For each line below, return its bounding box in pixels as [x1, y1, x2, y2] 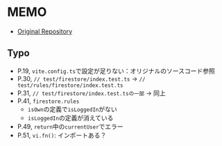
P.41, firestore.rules [17, 97, 80, 105]
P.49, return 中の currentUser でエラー [17, 122, 123, 131]
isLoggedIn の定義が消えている [27, 113, 114, 122]
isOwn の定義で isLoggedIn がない [27, 105, 117, 113]
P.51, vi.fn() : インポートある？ [17, 131, 107, 139]
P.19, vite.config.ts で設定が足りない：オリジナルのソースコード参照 [17, 67, 215, 75]
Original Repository [17, 27, 73, 35]
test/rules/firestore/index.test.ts [17, 81, 123, 89]
